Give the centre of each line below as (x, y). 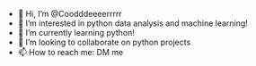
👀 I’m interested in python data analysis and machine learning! (133, 23)
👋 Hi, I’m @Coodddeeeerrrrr (70, 14)
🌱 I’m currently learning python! (76, 33)
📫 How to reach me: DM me (71, 52)
